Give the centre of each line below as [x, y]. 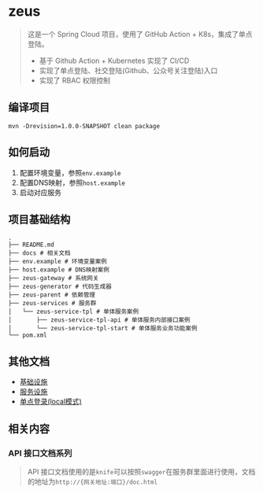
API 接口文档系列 [40, 453]
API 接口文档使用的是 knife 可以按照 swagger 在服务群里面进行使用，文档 [141, 471]
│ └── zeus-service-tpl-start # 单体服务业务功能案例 [103, 329]
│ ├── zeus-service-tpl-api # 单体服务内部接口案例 [99, 320]
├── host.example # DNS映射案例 [59, 270]
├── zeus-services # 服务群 [52, 304]
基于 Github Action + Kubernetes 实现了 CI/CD [114, 61]
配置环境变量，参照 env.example [70, 172]
